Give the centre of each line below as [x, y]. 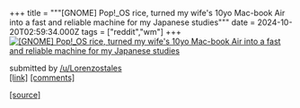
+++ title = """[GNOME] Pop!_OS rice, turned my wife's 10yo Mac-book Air [147, 13]
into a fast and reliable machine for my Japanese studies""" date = [132, 22]
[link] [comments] [42, 78]
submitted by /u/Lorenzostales [66, 68]
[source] [25, 95]
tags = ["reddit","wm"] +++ [131, 32]
